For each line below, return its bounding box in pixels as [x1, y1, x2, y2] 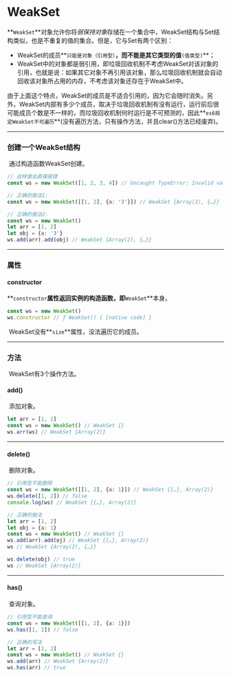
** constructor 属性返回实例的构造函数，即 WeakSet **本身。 [7, 294, 171, 303]
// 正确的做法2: [7, 211, 49, 217]
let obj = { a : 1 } [7, 524, 57, 531]
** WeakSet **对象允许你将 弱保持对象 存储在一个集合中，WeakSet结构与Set [7, 28, 214, 36]
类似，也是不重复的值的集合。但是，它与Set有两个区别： [12, 36, 173, 45]
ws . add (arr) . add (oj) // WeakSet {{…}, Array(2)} [7, 537, 149, 544]
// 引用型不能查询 [7, 614, 53, 621]
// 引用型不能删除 [7, 480, 53, 487]
